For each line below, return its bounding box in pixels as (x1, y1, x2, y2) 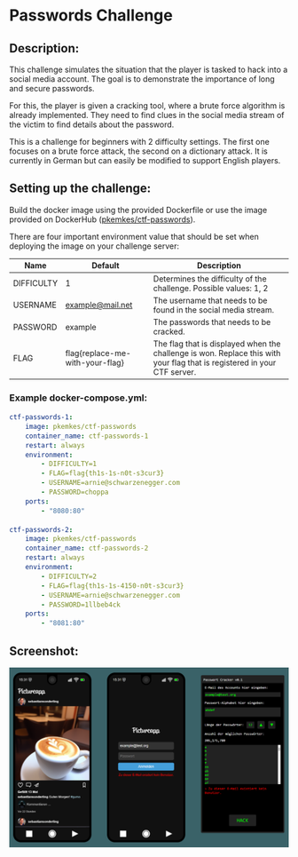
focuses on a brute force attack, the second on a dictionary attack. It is (9, 146, 268, 156)
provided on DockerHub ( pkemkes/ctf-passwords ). (9, 214, 196, 225)
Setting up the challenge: (9, 181, 152, 196)
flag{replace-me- (65, 348, 131, 359)
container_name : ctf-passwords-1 (25, 432, 149, 440)
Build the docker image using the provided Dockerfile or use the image (9, 204, 268, 215)
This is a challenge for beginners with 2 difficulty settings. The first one (9, 137, 271, 147)
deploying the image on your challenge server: (9, 241, 180, 251)
